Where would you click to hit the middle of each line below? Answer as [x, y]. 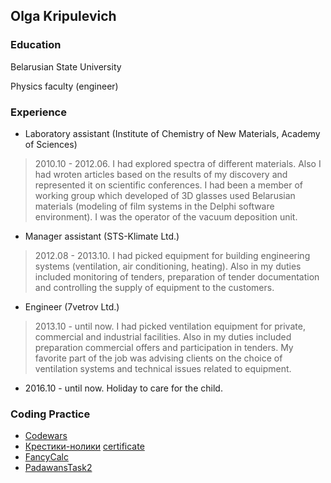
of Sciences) [51, 144]
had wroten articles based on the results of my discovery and [161, 174]
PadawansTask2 [58, 468]
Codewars [46, 436]
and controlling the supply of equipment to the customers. [154, 287]
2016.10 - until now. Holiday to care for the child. [123, 388]
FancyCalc [46, 457]
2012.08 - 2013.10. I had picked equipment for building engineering [172, 255]
